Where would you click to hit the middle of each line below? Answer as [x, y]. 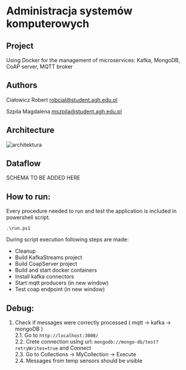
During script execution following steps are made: [67, 239]
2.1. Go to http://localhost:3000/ [57, 335]
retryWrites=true [36, 348]
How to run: [28, 197]
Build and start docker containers [56, 270]
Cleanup [25, 251]
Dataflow [23, 164]
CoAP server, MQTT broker [39, 66]
